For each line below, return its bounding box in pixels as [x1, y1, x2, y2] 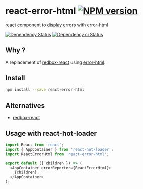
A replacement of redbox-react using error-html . [5, 59, 106, 65]
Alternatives [5, 101, 45, 110]
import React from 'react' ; [5, 142, 64, 148]
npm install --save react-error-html [5, 87, 85, 92]
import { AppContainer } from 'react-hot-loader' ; [5, 147, 114, 152]
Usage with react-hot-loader [5, 129, 97, 138]
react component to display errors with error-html [5, 22, 108, 28]
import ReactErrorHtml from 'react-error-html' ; [5, 151, 109, 157]
